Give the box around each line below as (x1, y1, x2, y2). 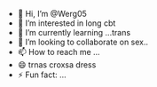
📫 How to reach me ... (17, 47, 100, 57)
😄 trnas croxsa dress (17, 59, 97, 70)
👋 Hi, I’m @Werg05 (17, 9, 87, 19)
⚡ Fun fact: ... (17, 69, 67, 80)
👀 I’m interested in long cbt (17, 18, 116, 28)
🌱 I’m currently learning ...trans (17, 28, 131, 37)
